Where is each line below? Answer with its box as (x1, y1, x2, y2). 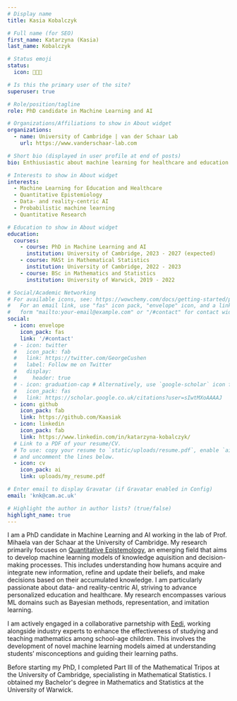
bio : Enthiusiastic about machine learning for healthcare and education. (7, 159, 232, 166)
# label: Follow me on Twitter (13, 361, 112, 369)
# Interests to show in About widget (7, 172, 119, 179)
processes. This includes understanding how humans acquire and (30, 561, 222, 569)
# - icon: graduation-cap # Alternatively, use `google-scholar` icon (13, 381, 226, 388)
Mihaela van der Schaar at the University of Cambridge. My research (7, 538, 207, 547)
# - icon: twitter (13, 342, 68, 349)
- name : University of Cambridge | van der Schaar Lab (13, 133, 178, 140)
